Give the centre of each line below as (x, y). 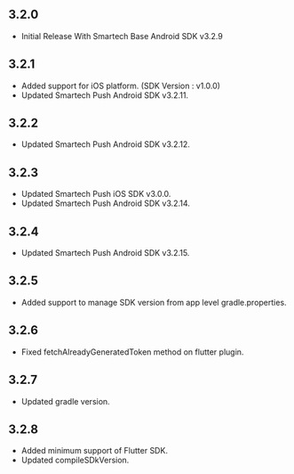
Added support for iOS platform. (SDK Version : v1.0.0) (121, 86)
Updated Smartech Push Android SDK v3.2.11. (104, 95)
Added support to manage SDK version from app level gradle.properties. (154, 302)
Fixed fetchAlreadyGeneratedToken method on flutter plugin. (132, 352)
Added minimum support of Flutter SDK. (94, 451)
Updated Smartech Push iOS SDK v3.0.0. (96, 194)
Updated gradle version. (65, 401)
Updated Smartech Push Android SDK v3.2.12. (105, 144)
